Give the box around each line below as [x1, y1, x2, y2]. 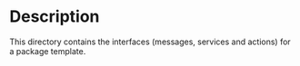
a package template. [9, 45, 86, 56]
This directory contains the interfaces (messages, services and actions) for [9, 36, 291, 47]
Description [9, 6, 100, 27]
